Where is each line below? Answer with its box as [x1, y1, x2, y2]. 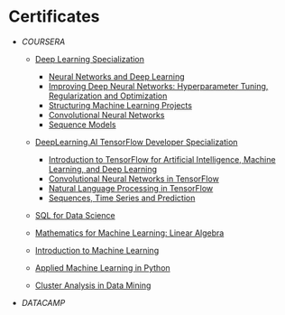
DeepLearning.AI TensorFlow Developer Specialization [34, 136, 238, 147]
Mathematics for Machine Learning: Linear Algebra [34, 227, 225, 238]
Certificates [8, 6, 100, 27]
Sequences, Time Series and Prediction [48, 192, 196, 203]
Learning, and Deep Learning [48, 163, 158, 174]
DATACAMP [21, 297, 66, 308]
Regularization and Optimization [48, 90, 168, 101]
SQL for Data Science [34, 209, 115, 220]
